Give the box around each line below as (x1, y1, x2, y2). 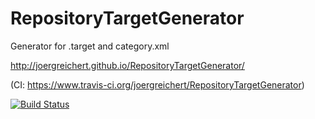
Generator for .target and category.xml (10, 40, 170, 52)
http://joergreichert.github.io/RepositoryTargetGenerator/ (10, 59, 245, 71)
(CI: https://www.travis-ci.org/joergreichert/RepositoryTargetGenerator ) (10, 78, 305, 91)
